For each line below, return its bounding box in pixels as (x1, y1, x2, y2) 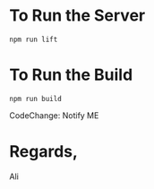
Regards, (9, 142, 79, 162)
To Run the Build (9, 64, 133, 85)
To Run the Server (9, 5, 146, 26)
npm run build (9, 94, 63, 103)
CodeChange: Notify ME (9, 109, 99, 121)
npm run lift (9, 35, 58, 44)
